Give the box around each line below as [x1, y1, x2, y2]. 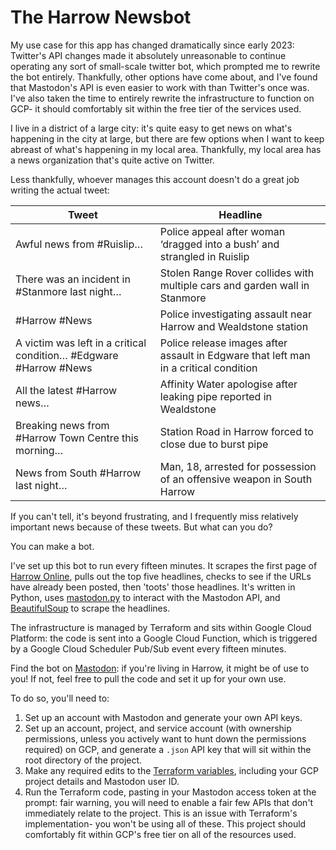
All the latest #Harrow [15, 383, 118, 397]
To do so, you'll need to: [10, 692, 110, 704]
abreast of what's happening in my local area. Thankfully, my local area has [10, 143, 322, 155]
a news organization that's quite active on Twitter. [10, 154, 215, 166]
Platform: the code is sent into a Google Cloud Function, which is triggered [10, 632, 318, 644]
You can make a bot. [10, 540, 95, 552]
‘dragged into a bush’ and [159, 237, 280, 251]
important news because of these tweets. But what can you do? [10, 521, 273, 533]
